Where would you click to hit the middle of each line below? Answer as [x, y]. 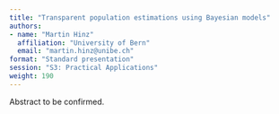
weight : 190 [31, 76]
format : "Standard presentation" [72, 59]
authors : [26, 26]
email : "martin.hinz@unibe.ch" [76, 51]
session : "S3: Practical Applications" [84, 68]
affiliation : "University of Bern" [84, 43]
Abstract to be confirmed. [57, 101]
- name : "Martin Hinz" [52, 34]
